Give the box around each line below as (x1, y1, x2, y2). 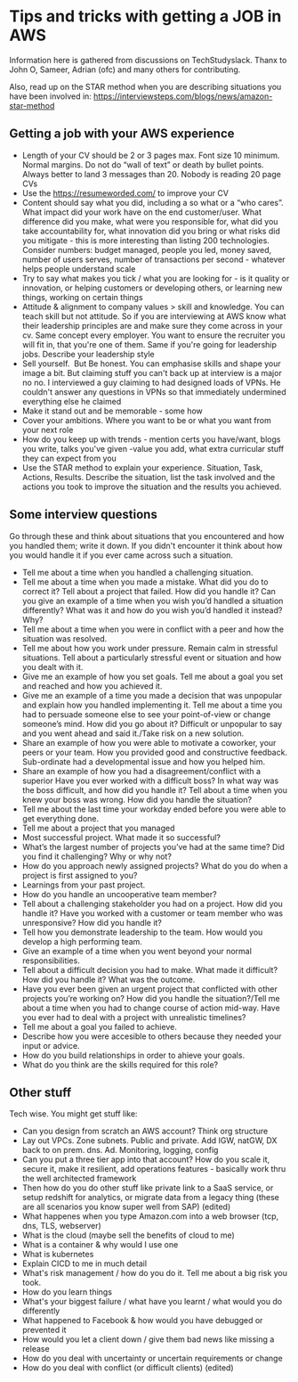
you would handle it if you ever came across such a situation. (9, 550, 234, 560)
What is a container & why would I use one (21, 1239, 179, 1250)
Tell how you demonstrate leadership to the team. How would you (21, 927, 263, 937)
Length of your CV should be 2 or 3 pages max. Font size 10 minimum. (21, 150, 280, 160)
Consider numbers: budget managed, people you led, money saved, (21, 244, 272, 255)
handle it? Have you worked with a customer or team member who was (21, 907, 283, 919)
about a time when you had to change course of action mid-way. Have (21, 1002, 280, 1013)
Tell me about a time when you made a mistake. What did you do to (21, 577, 269, 587)
